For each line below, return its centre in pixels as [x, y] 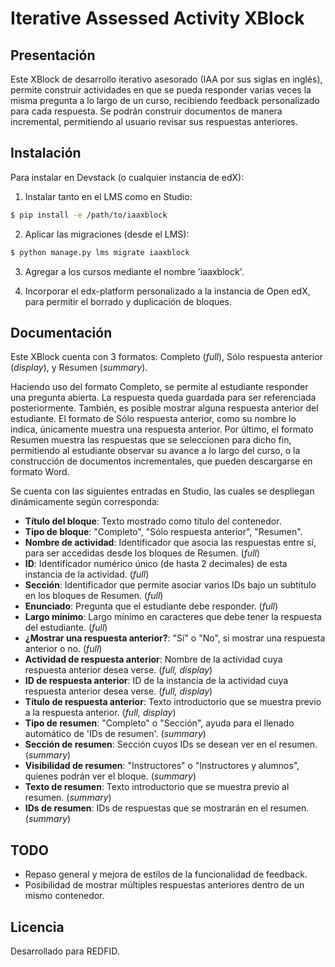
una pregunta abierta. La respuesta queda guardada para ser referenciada [163, 398]
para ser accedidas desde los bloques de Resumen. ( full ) [142, 553]
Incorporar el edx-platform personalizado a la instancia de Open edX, [167, 291]
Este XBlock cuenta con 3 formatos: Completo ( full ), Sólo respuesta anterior [166, 357]
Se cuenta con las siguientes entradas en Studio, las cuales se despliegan [162, 491]
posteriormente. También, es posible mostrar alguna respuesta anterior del [164, 408]
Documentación [61, 332]
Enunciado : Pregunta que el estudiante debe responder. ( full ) [151, 606]
